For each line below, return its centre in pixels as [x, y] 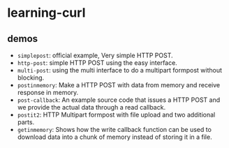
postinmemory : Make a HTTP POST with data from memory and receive [119, 85]
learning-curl [46, 13]
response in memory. [48, 92]
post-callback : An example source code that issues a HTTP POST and [119, 100]
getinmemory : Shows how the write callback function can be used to [114, 129]
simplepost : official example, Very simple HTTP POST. [95, 55]
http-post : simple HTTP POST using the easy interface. [97, 63]
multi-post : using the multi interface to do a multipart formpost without [119, 70]
